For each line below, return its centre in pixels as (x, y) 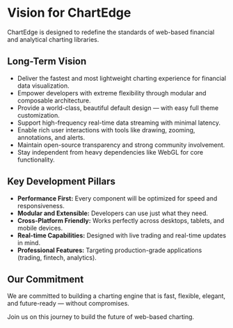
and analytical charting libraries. (53, 39)
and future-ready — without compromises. (69, 304)
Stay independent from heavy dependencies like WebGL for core (110, 152)
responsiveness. (41, 205)
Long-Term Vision (47, 62)
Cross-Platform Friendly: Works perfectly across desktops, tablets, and (121, 220)
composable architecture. (54, 100)
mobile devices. (40, 228)
